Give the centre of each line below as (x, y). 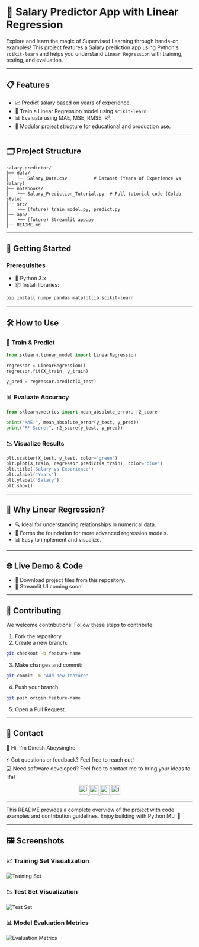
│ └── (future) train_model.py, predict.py (63, 209)
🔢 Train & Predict (31, 343)
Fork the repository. (39, 636)
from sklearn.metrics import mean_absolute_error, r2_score (82, 412)
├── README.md (24, 225)
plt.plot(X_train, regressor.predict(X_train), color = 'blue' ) (84, 464)
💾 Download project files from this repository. (70, 580)
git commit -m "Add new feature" (47, 676)
